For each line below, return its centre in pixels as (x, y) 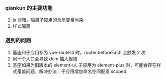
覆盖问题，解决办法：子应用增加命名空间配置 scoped (72, 71)
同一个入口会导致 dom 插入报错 (45, 58)
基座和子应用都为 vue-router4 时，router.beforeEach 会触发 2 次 (79, 52)
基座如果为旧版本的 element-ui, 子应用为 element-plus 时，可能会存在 (85, 65)
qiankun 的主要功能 (29, 8)
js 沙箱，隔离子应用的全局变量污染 (48, 20)
